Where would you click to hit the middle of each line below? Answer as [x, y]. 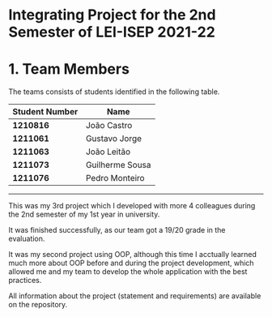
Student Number [45, 112]
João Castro [109, 126]
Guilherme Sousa [118, 165]
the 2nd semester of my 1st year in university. [84, 214]
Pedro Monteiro [115, 178]
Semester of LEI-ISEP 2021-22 [112, 32]
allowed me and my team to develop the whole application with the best [128, 272]
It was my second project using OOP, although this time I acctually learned [133, 255]
